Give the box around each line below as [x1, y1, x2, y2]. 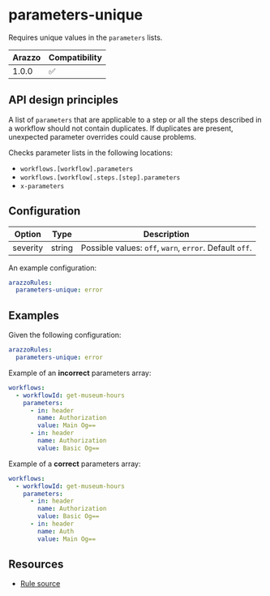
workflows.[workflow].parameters [19, 165, 134, 173]
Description [143, 228, 190, 240]
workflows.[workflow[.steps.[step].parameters [19, 173, 181, 182]
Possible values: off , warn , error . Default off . [80, 242, 252, 253]
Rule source [19, 579, 61, 589]
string [51, 242, 74, 253]
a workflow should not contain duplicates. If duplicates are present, [8, 123, 234, 133]
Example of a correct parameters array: [8, 459, 141, 469]
